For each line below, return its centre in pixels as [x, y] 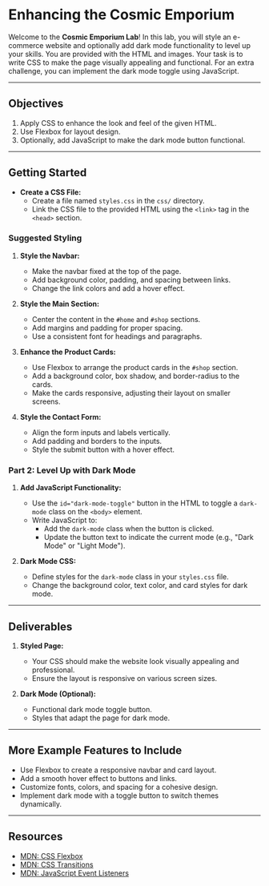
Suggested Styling [45, 238]
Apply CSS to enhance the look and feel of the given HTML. [118, 123]
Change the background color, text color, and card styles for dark [140, 586]
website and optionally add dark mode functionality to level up [148, 45]
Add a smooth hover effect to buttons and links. [98, 778]
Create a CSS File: [50, 192]
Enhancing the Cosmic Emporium [121, 15]
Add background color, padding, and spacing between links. [131, 280]
